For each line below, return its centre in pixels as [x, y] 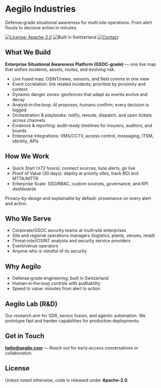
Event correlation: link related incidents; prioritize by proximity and [79, 84]
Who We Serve [28, 219]
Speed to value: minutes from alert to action [56, 289]
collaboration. [19, 353]
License [17, 368]
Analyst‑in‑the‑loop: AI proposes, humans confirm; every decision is [80, 105]
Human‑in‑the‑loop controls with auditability [56, 283]
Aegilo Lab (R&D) [31, 304]
